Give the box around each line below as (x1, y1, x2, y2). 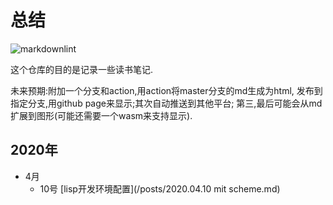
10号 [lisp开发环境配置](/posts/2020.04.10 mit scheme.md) (39, 182, 281, 195)
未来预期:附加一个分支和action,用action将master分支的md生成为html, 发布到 (10, 84, 323, 96)
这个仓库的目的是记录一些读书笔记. (10, 63, 154, 75)
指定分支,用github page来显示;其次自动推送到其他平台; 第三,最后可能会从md (10, 97, 323, 109)
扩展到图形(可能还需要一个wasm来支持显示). (10, 109, 193, 121)
